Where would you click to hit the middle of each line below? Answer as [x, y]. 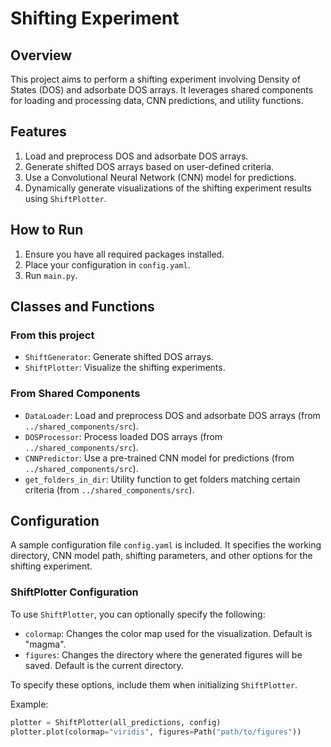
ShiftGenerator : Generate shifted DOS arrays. [119, 357]
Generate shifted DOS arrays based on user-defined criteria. [149, 166]
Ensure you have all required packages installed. [124, 254]
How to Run [47, 230]
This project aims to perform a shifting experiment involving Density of [155, 79]
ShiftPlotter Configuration [74, 592]
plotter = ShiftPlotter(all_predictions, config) [116, 722]
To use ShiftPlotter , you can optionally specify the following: [138, 614]
